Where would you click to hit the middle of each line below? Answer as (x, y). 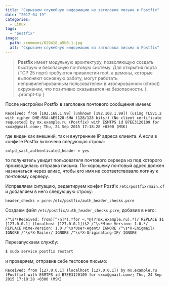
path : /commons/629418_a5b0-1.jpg (46, 43)
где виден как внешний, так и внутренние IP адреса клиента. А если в (81, 136)
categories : (18, 19)
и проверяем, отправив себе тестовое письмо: (56, 261)
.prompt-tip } (31, 94)
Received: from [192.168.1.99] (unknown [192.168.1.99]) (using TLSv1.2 (83, 113)
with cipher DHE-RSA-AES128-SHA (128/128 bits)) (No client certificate (83, 118)
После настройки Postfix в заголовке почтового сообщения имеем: (78, 104)
